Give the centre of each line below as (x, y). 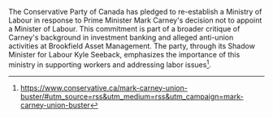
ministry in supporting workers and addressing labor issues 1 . (110, 64)
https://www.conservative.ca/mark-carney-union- (104, 87)
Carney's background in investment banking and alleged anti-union (121, 37)
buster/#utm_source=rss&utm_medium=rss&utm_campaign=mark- (132, 96)
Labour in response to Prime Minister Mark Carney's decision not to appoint (135, 20)
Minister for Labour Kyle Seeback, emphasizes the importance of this (124, 55)
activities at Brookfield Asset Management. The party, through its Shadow (132, 46)
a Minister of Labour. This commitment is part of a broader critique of (124, 29)
